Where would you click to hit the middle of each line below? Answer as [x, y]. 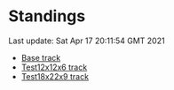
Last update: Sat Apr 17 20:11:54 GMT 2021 [87, 41]
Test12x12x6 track [54, 67]
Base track [41, 57]
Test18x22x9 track [55, 76]
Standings [47, 16]
